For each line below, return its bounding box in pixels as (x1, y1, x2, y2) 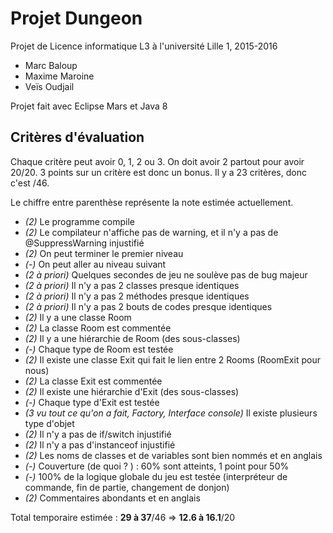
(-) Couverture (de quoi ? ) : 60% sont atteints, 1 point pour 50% (24, 460, 290, 472)
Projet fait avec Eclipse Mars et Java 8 (10, 100, 168, 112)
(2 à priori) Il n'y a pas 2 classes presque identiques (24, 279, 240, 291)
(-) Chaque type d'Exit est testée (24, 396, 160, 408)
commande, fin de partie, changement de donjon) (24, 481, 230, 493)
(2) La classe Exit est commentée (24, 375, 163, 387)
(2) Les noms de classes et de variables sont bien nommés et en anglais (24, 449, 323, 461)
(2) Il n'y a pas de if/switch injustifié (24, 428, 172, 440)
